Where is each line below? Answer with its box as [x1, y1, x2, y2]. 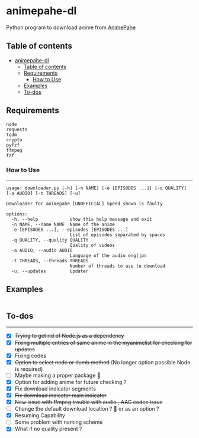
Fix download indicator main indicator [14, 392, 107, 399]
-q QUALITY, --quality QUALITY [11, 237, 89, 243]
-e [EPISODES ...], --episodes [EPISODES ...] [11, 227, 129, 233]
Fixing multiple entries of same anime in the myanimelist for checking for [14, 339, 192, 346]
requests [6, 126, 28, 132]
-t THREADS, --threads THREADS [11, 258, 89, 264]
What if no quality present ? [14, 426, 82, 433]
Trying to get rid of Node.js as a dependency [14, 332, 124, 339]
